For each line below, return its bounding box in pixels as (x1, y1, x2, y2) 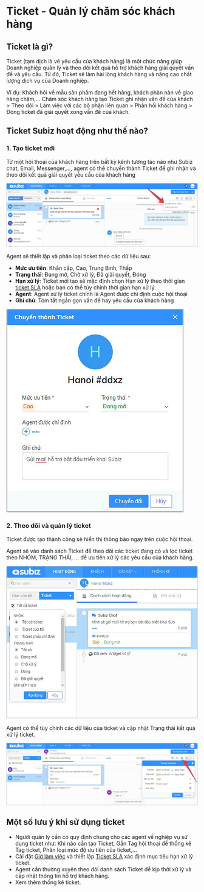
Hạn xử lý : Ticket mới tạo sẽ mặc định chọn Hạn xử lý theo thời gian (15, 277, 185, 285)
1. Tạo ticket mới (6, 144, 55, 153)
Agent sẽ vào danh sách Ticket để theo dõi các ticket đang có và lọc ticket (6, 547, 193, 554)
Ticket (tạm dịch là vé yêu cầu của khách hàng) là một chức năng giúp (6, 58, 182, 65)
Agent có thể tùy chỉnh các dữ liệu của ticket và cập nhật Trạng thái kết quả (6, 724, 195, 732)
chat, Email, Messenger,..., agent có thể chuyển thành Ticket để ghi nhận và (6, 165, 196, 172)
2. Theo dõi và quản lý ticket (6, 522, 91, 530)
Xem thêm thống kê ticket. (15, 879, 81, 886)
